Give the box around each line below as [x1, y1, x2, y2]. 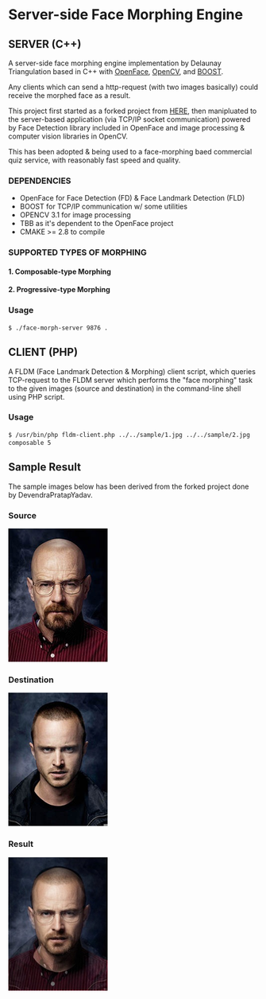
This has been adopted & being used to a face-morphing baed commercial [8, 147, 253, 156]
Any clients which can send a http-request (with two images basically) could [8, 82, 259, 92]
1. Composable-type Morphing [8, 267, 111, 276]
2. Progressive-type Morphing [8, 285, 111, 295]
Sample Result [8, 460, 82, 474]
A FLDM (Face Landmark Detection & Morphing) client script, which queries [8, 366, 256, 376]
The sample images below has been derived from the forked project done [8, 482, 249, 491]
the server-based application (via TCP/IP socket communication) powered [8, 115, 251, 124]
